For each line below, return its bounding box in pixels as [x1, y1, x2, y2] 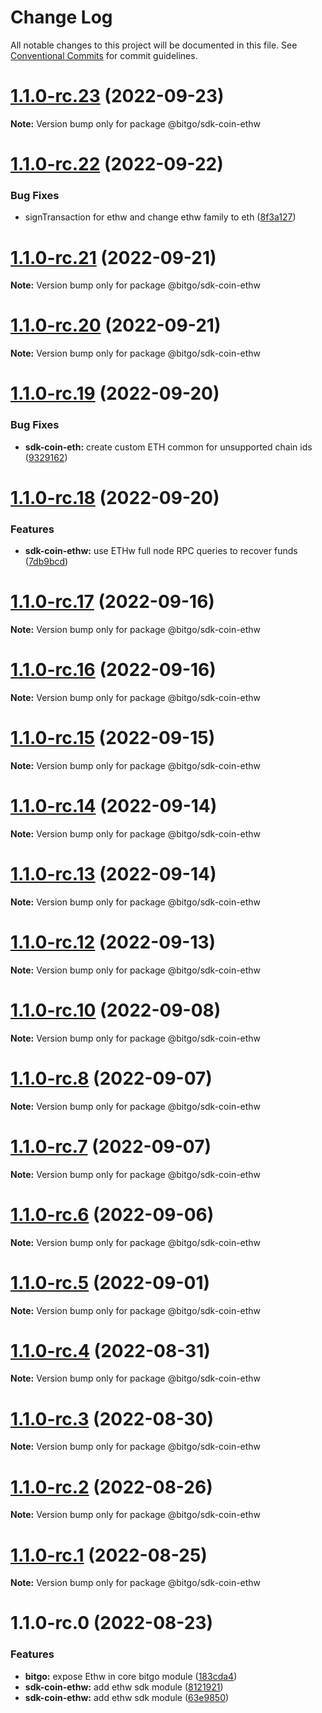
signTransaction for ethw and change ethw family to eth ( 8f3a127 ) [24, 211, 297, 223]
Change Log [10, 6, 113, 29]
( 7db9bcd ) [24, 556, 69, 568]
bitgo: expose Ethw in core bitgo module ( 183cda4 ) [24, 1670, 238, 1682]
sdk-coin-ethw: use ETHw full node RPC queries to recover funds [24, 545, 298, 557]
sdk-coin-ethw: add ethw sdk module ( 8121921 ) [24, 1681, 224, 1693]
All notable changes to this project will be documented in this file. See [10, 39, 298, 51]
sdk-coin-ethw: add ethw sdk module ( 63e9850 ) [24, 1691, 230, 1703]
